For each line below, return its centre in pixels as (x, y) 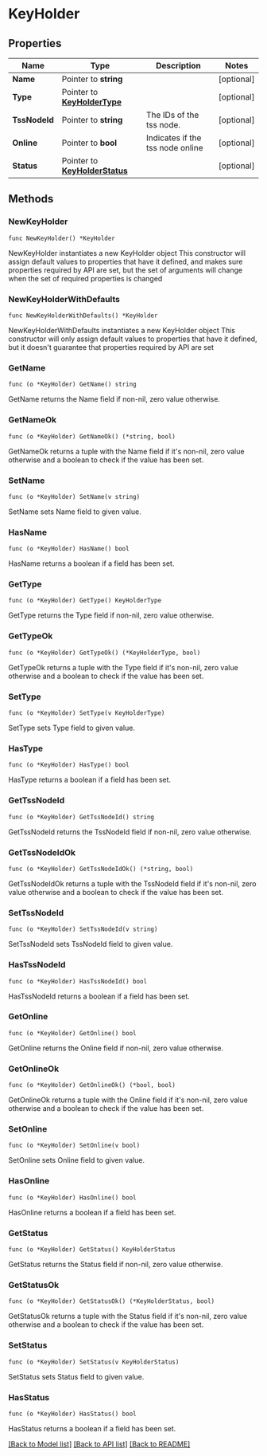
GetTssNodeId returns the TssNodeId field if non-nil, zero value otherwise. (130, 832)
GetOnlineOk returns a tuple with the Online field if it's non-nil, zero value (128, 1100)
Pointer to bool (89, 143)
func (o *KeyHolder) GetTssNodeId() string (81, 817)
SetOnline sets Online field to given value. (77, 1160)
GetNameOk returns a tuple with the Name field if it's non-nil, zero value (126, 451)
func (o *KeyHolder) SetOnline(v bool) (74, 1146)
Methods (31, 199)
